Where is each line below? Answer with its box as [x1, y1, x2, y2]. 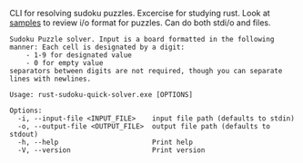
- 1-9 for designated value [25, 51, 132, 60]
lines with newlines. [9, 74, 92, 83]
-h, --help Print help [17, 138, 194, 147]
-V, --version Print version [17, 146, 206, 155]
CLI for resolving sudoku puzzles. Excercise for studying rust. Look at [9, 8, 270, 18]
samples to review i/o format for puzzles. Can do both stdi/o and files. [9, 17, 271, 28]
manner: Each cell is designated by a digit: [9, 43, 185, 52]
